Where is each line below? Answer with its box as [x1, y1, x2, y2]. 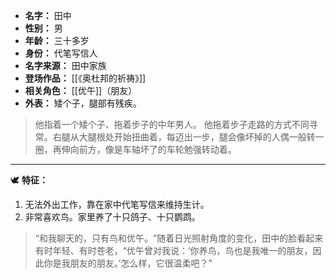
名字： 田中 [24, 10, 72, 21]
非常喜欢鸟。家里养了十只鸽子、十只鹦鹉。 [24, 211, 201, 223]
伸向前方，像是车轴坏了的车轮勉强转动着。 [61, 144, 237, 155]
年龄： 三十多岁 [24, 35, 90, 46]
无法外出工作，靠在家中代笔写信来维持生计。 [24, 199, 210, 210]
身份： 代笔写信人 [24, 47, 98, 59]
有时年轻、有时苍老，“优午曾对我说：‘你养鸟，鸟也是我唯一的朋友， [34, 245, 313, 256]
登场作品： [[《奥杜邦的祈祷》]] [24, 72, 147, 84]
